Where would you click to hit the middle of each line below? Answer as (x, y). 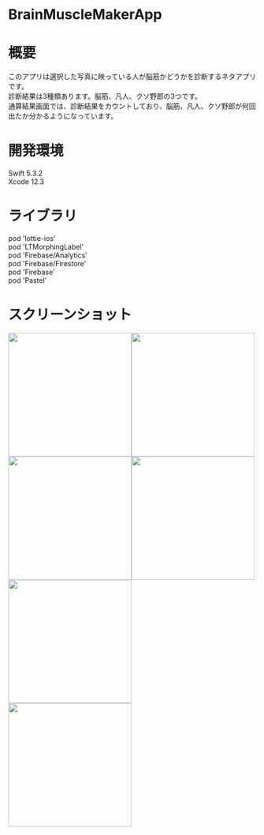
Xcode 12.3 (26, 182)
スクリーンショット (70, 315)
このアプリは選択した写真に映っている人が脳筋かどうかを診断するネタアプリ (132, 77)
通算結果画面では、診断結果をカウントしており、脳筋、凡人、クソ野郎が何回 (132, 106)
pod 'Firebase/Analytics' (48, 255)
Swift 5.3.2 (26, 173)
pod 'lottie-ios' (32, 238)
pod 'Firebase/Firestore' (47, 263)
